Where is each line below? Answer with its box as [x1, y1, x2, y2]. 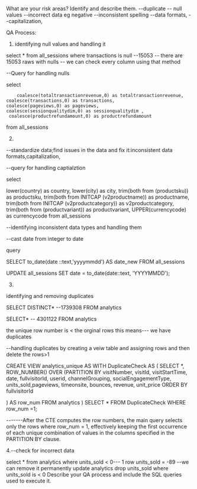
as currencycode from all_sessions [6, 212, 91, 219]
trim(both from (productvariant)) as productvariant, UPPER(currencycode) [6, 206, 186, 213]
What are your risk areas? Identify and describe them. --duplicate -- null [6, 5, 182, 12]
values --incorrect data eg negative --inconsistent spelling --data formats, [6, 11, 188, 18]
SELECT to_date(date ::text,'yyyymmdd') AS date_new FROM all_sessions [6, 258, 185, 265]
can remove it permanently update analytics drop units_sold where [6, 465, 169, 472]
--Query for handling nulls [6, 70, 70, 76]
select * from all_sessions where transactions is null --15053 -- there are [6, 52, 183, 59]
